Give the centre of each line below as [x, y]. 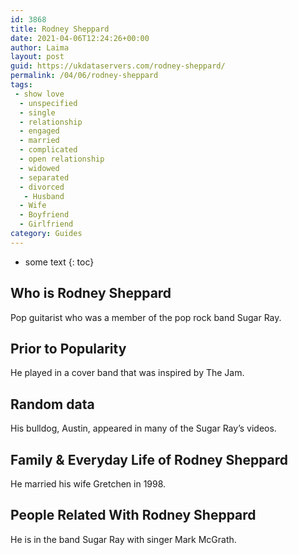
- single [37, 112]
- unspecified [48, 103]
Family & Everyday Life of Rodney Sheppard [149, 459]
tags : [21, 85]
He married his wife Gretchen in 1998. [88, 484]
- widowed [39, 168]
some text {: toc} [59, 262]
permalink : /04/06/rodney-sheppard [84, 76]
